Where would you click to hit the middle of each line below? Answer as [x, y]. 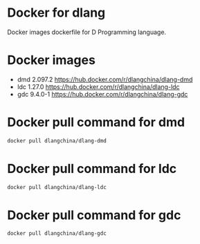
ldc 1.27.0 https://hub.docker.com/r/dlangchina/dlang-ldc [98, 87]
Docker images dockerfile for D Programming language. [87, 32]
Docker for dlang [56, 13]
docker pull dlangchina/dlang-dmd [57, 140]
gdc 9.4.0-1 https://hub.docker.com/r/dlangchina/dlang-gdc [102, 94]
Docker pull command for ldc [92, 169]
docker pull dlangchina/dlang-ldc [57, 187]
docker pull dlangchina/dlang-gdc [57, 234]
